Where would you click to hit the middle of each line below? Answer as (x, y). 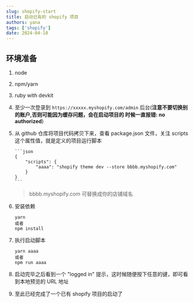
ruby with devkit (34, 95)
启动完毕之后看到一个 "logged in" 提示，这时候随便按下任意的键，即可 (99, 274)
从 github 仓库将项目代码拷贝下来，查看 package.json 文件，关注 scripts (101, 133)
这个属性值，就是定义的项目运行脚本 (58, 140)
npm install (29, 228)
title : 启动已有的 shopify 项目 (42, 17)
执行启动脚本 (30, 240)
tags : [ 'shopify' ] (28, 28)
